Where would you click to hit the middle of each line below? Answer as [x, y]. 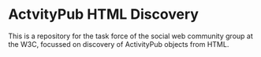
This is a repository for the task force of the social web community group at [131, 36]
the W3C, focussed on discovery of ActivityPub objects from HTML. [119, 44]
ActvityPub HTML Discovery [104, 14]
